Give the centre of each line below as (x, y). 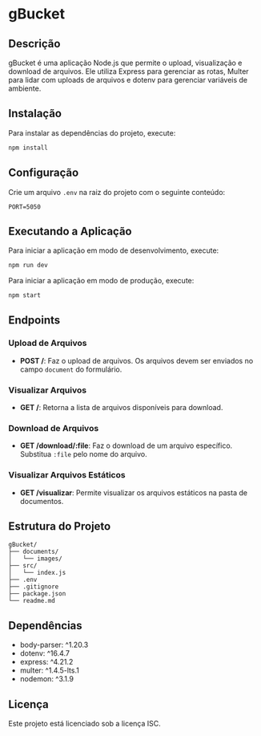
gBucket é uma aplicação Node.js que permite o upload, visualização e (125, 63)
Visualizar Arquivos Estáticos (67, 475)
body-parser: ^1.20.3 (54, 645)
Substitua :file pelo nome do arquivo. (83, 454)
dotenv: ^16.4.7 (45, 653)
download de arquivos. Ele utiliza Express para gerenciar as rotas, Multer (129, 71)
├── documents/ (34, 552)
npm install (28, 148)
